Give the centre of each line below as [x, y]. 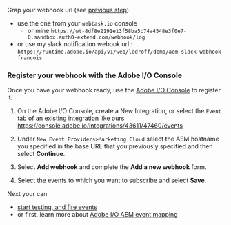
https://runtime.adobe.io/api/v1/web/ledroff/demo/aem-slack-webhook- [121, 52]
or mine [38, 31]
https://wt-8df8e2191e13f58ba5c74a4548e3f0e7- [119, 31]
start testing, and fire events [57, 207]
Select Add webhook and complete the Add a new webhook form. [112, 167]
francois [30, 58]
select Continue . [41, 154]
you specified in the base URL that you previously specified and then [115, 146]
